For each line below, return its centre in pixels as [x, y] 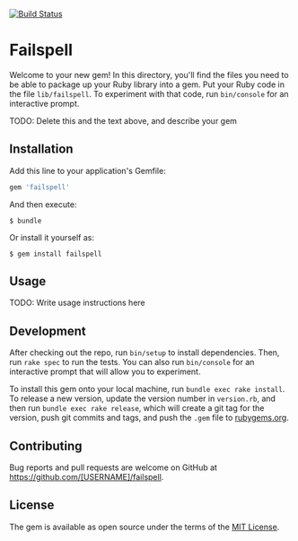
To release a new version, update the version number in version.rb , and [143, 398]
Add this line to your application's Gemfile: [88, 170]
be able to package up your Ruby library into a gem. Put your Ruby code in [147, 84]
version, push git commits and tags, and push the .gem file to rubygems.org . [149, 418]
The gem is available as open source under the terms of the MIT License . [145, 527]
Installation [41, 149]
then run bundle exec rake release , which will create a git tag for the [137, 408]
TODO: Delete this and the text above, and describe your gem [123, 120]
